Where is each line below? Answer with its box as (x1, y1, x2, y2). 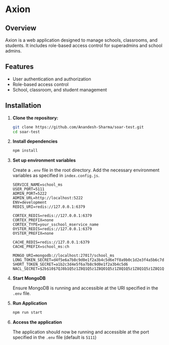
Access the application (12, 319, 62, 325)
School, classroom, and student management (12, 87, 107, 93)
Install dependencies (12, 138, 58, 145)
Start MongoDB (12, 275, 46, 281)
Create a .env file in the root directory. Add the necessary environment (12, 167, 160, 173)
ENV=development (12, 200, 47, 205)
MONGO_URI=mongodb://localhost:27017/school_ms (12, 253, 115, 258)
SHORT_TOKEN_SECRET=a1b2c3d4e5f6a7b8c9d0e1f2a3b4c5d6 (12, 262, 128, 267)
